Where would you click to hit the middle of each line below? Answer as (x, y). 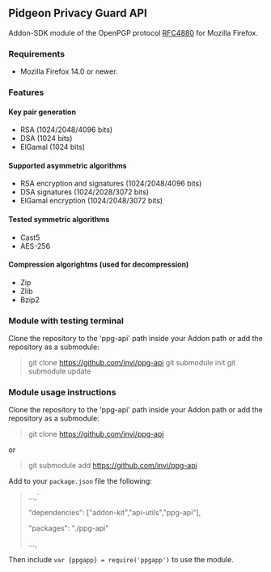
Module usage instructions (62, 392)
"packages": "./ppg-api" (68, 528)
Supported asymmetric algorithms (68, 165)
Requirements (37, 53)
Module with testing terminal (66, 321)
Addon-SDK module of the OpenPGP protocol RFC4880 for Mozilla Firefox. (133, 32)
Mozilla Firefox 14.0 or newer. (69, 71)
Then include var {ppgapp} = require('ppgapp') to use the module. (121, 560)
